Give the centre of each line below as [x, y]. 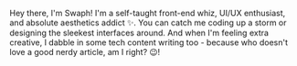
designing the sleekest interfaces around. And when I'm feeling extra [139, 33]
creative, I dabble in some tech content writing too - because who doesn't [148, 42]
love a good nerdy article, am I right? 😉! [85, 52]
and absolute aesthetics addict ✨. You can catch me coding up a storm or [148, 23]
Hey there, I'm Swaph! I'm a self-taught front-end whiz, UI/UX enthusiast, [148, 13]
